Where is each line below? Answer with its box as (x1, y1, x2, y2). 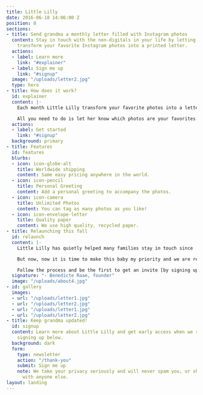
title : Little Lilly (6, 8, 59, 15)
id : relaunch (11, 234, 45, 240)
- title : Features (6, 144, 53, 150)
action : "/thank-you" (17, 357, 71, 363)
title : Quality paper (17, 217, 71, 223)
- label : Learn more (11, 54, 63, 60)
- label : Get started (11, 127, 66, 133)
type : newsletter (17, 351, 61, 357)
